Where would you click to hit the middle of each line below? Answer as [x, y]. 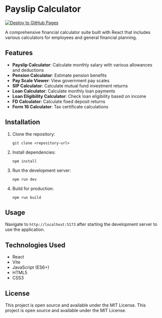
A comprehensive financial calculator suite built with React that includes [78, 32]
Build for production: [33, 189]
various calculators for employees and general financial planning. [71, 37]
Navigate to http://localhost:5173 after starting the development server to [81, 224]
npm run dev [24, 179]
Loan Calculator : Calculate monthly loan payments [64, 91]
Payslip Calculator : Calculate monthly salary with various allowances [82, 64]
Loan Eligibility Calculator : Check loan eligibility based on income [79, 96]
